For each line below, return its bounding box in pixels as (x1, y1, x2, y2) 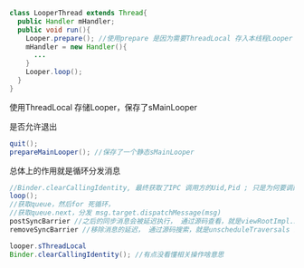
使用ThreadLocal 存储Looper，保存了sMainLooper (9, 101, 197, 112)
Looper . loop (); (25, 68, 83, 77)
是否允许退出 (9, 120, 57, 131)
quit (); (9, 139, 39, 148)
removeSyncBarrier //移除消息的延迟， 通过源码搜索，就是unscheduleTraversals (9, 225, 290, 234)
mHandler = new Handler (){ (25, 42, 128, 52)
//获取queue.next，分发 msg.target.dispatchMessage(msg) (9, 208, 222, 217)
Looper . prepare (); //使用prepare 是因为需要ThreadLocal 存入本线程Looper (25, 33, 293, 43)
